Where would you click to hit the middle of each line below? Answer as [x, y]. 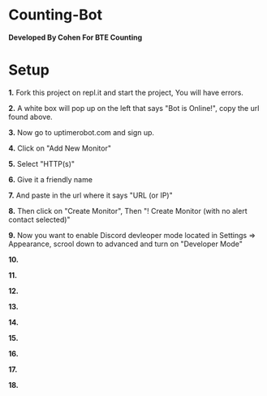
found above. [30, 117]
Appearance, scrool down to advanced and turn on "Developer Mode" [126, 244]
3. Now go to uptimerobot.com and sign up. [82, 132]
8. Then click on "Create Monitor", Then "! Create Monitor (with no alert [128, 211]
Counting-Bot [56, 15]
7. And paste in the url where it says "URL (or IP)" [90, 195]
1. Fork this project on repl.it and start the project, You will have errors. [126, 92]
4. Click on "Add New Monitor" [60, 148]
